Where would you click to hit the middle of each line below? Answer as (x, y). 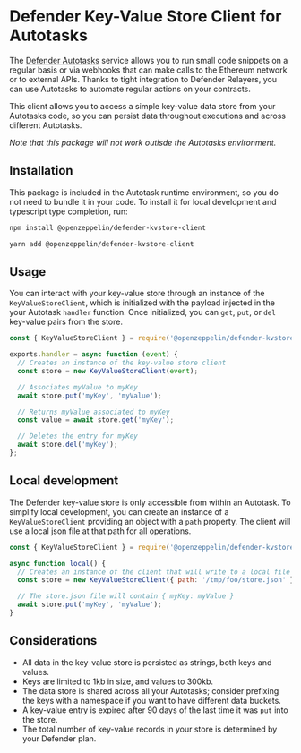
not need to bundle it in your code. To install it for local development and (143, 201)
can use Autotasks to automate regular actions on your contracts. (130, 89)
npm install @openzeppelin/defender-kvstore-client (107, 227)
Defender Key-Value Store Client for (146, 17)
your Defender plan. (59, 738)
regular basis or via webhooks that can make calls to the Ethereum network (148, 70)
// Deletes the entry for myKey (78, 436)
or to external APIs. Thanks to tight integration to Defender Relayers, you (143, 79)
